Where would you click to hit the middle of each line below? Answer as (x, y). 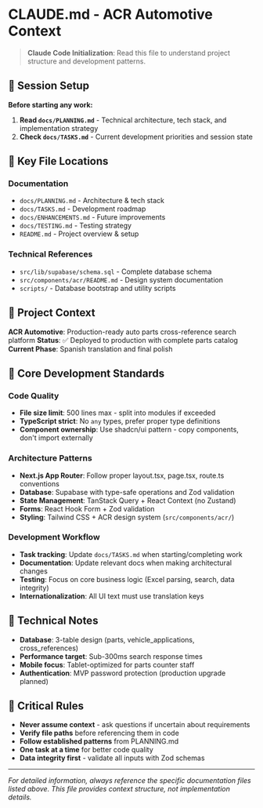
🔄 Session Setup (49, 86)
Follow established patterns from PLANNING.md (99, 741)
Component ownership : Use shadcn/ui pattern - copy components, (129, 430)
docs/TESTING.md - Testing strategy (75, 226)
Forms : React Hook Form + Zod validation (87, 508)
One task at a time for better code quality (86, 750)
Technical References (50, 254)
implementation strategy (59, 128)
